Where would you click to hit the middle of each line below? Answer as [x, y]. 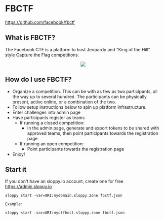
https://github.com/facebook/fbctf [40, 22]
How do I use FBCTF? [39, 79]
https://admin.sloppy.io [29, 187]
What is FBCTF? [30, 38]
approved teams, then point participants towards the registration [93, 133]
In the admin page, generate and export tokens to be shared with [93, 128]
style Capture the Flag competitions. [42, 55]
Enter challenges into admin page [46, 112]
